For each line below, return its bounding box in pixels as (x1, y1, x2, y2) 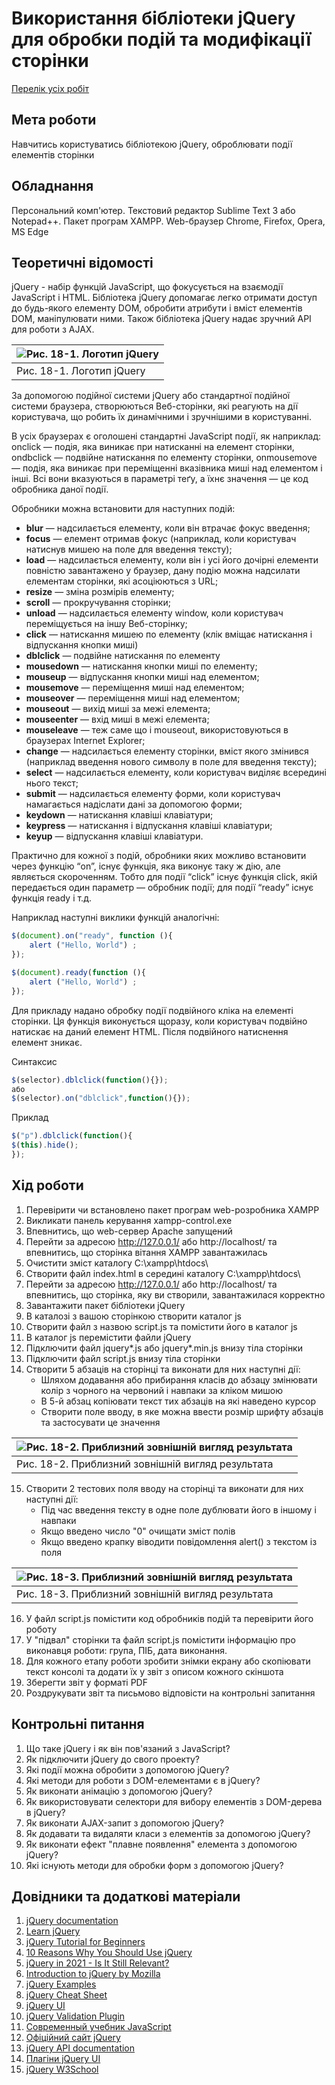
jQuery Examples (25, 1978, 97, 1991)
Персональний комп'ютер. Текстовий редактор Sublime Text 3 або (11, 204, 296, 216)
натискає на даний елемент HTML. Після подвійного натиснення (11, 1025, 289, 1037)
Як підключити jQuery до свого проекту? (25, 1753, 200, 1765)
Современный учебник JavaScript (25, 2021, 172, 2033)
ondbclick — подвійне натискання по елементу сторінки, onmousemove (11, 452, 318, 464)
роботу (25, 1623, 58, 1635)
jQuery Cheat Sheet (25, 1989, 108, 2001)
